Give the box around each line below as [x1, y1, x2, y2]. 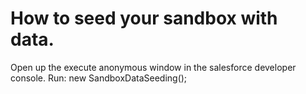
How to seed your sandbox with [10, 7, 278, 30]
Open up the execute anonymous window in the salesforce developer [10, 61, 297, 73]
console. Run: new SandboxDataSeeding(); [10, 72, 188, 84]
